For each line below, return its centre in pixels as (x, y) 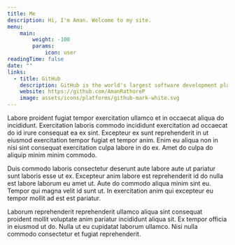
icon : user (60, 53)
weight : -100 (51, 40)
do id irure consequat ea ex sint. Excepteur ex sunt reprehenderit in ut (108, 133)
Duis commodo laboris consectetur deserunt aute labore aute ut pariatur (112, 169)
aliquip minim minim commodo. (52, 155)
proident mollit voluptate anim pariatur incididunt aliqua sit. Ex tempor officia (117, 219)
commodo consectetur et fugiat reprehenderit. (74, 234)
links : (17, 72)
